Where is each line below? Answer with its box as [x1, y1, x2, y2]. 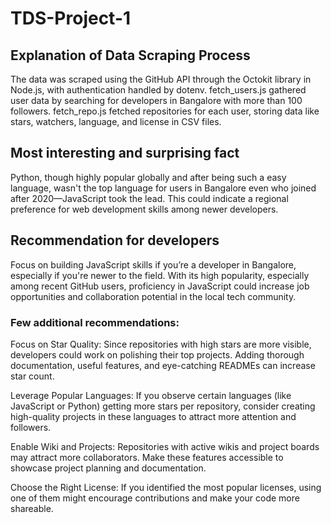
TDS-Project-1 [10, 7, 132, 30]
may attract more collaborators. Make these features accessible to [10, 451, 284, 463]
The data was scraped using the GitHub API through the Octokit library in [10, 73, 312, 85]
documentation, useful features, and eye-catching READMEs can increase [10, 359, 316, 371]
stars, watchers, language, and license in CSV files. [10, 116, 222, 127]
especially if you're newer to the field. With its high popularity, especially [10, 269, 310, 281]
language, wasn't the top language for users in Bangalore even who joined [10, 182, 317, 194]
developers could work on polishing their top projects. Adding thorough [10, 348, 305, 361]
